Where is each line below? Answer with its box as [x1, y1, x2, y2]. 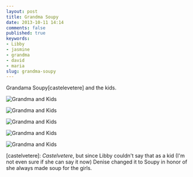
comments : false [6, 25, 46, 31]
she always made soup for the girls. [6, 165, 92, 172]
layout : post [6, 8, 38, 15]
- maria [6, 63, 25, 69]
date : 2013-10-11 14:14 [6, 19, 64, 25]
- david [6, 57, 25, 63]
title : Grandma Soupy [6, 14, 59, 20]
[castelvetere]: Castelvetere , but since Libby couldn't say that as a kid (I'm [6, 152, 185, 159]
